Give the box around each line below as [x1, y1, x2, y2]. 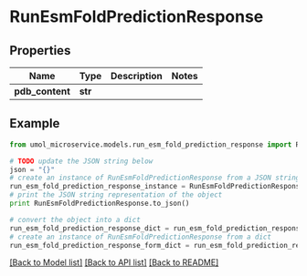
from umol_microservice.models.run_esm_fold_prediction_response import [9, 139, 292, 149]
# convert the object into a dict [9, 215, 142, 224]
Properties [9, 43, 71, 58]
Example [9, 116, 60, 131]
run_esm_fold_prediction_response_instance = [9, 182, 185, 191]
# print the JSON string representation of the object [9, 190, 223, 199]
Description [111, 70, 163, 82]
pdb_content [14, 85, 71, 97]
